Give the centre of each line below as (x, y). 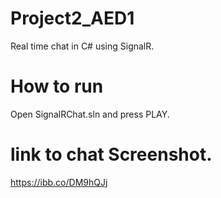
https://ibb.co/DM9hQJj (59, 182)
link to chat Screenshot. (111, 154)
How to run (57, 86)
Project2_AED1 (72, 18)
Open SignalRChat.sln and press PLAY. (90, 114)
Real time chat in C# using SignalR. (82, 46)
